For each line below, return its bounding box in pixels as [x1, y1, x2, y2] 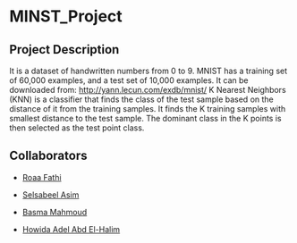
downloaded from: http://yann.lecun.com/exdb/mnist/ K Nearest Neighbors [9, 85, 286, 95]
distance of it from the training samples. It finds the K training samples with [9, 104, 286, 113]
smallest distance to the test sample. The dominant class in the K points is [9, 113, 282, 123]
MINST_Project [9, 6, 123, 27]
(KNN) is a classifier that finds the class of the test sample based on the [9, 94, 275, 105]
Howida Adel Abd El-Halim [21, 223, 121, 234]
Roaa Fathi [21, 172, 62, 182]
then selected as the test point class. [9, 122, 145, 133]
